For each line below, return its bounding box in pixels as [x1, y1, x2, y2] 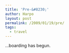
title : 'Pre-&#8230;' [5, 7, 49, 12]
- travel [9, 29, 27, 34]
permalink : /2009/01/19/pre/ [5, 20, 65, 26]
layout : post [5, 16, 32, 21]
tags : [5, 25, 16, 30]
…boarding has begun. [5, 43, 51, 48]
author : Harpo [5, 12, 34, 16]
